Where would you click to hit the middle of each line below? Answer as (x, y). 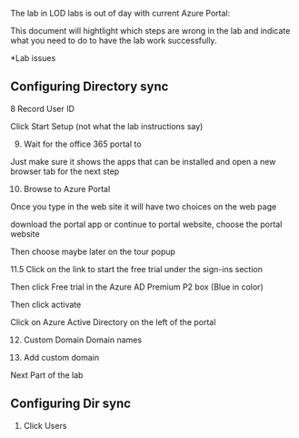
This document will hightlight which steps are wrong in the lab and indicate (150, 31)
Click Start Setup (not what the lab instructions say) (107, 126)
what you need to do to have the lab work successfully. (114, 41)
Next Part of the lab (47, 375)
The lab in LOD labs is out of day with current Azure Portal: (120, 13)
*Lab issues (33, 58)
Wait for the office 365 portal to (82, 144)
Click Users (45, 425)
